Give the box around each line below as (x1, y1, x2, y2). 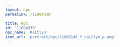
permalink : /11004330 (5, 12, 51, 17)
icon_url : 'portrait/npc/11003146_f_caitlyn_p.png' (5, 35, 116, 40)
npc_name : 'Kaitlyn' (5, 30, 49, 35)
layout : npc (5, 7, 30, 12)
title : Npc (5, 21, 28, 26)
